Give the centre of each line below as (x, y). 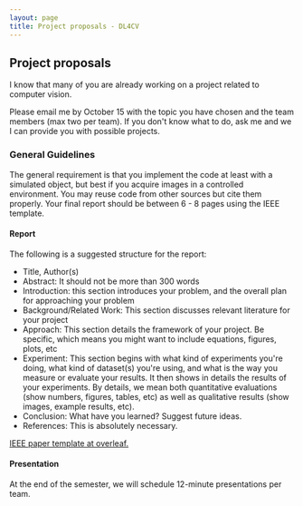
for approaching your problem (78, 300)
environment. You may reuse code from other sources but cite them (136, 194)
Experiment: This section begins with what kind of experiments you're (152, 358)
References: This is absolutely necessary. (100, 425)
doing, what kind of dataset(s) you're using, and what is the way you (150, 367)
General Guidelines (52, 155)
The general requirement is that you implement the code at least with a (141, 174)
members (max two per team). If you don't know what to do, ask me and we (151, 122)
